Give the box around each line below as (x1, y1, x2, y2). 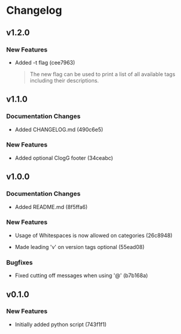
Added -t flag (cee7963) (14, 59, 76, 66)
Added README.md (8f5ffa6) (14, 203, 88, 210)
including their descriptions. (29, 77, 99, 84)
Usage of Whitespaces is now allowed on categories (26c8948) (14, 232, 173, 239)
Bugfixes (6, 258, 33, 266)
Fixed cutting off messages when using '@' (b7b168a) (14, 272, 148, 279)
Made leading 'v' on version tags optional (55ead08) (14, 243, 145, 250)
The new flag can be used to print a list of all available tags (29, 70, 176, 78)
